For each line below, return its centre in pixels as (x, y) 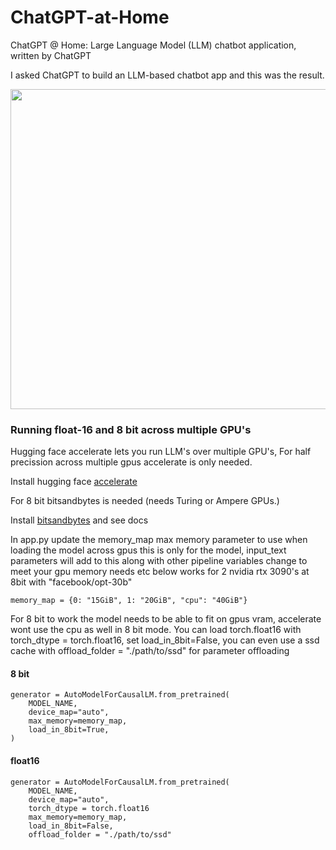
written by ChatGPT (51, 55)
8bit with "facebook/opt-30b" (71, 582)
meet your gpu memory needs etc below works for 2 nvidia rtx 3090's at (160, 572)
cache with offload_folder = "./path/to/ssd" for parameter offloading (150, 651)
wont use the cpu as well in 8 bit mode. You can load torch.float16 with (156, 630)
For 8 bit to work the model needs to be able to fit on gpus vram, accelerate (166, 619)
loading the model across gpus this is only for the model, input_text (148, 550)
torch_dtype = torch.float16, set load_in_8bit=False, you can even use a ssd (165, 640)
